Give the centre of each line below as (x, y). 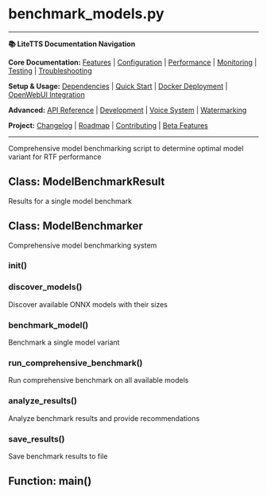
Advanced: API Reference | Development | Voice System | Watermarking (128, 110)
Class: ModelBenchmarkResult (87, 182)
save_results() (37, 438)
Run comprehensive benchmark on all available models (99, 380)
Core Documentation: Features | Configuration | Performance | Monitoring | (133, 62)
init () (18, 266)
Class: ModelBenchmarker (75, 226)
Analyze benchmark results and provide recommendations (104, 418)
